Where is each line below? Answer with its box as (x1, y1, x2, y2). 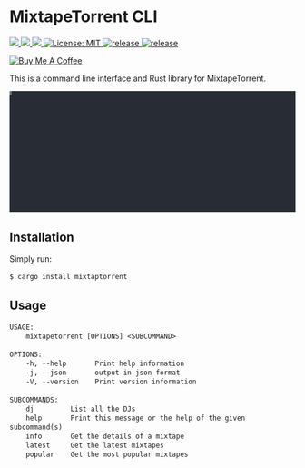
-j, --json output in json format (25, 368, 181, 378)
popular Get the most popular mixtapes (25, 450, 189, 460)
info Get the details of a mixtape (25, 432, 184, 442)
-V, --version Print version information (25, 377, 197, 387)
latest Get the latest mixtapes (25, 441, 165, 451)
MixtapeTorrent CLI (9, 6, 158, 27)
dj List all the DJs (25, 404, 136, 414)
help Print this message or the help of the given (25, 413, 246, 423)
